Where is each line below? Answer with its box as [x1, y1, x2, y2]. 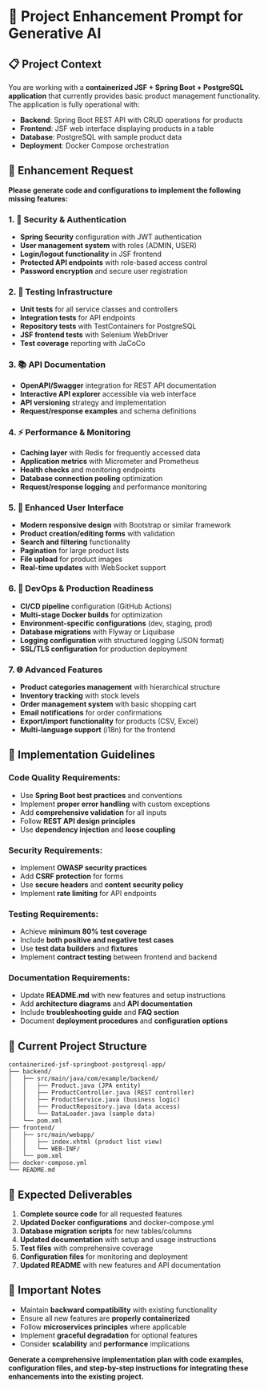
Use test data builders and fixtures [19, 943, 138, 954]
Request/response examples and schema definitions [19, 405, 197, 416]
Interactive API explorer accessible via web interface [19, 389, 197, 398]
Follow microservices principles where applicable [19, 1322, 186, 1331]
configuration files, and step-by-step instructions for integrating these [8, 1363, 249, 1372]
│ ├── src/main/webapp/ [8, 1131, 94, 1139]
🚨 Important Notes [8, 1284, 102, 1297]
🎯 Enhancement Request [8, 164, 134, 177]
